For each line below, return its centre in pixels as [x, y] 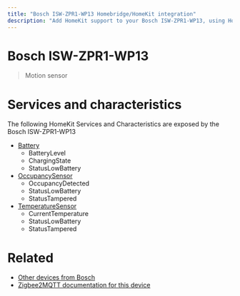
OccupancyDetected [59, 183]
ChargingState [50, 160]
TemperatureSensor [47, 206]
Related [30, 258]
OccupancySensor [45, 176]
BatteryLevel [47, 153]
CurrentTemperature [59, 214]
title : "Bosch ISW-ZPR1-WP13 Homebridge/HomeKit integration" [102, 14]
